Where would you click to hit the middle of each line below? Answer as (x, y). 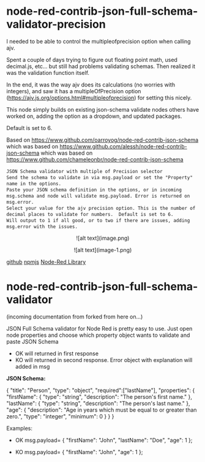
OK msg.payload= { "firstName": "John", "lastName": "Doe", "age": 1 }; (104, 440)
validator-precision (56, 24)
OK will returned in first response (57, 353)
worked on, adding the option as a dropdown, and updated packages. (94, 116)
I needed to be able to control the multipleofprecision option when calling (99, 41)
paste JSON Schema (33, 341)
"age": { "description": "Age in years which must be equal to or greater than (102, 410)
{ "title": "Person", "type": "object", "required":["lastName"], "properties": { (101, 390)
